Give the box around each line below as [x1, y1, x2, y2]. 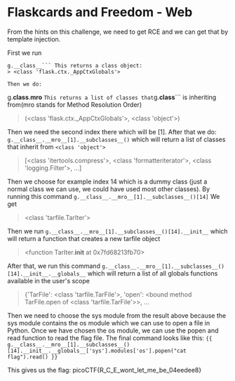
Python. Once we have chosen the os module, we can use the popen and [7, 326, 219, 335]
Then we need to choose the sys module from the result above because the [7, 311, 227, 320]
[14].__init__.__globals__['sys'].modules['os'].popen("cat [7, 347, 187, 354]
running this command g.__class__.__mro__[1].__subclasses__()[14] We [7, 192, 220, 200]
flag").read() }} [7, 353, 58, 361]
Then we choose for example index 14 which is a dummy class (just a [7, 177, 208, 186]
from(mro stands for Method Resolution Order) [7, 100, 142, 109]
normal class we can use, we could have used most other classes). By [7, 184, 210, 193]
